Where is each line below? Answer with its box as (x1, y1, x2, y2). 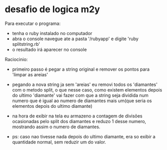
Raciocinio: (5, 56, 28, 62)
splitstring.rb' (12, 41, 40, 47)
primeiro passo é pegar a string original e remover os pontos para (12, 66, 150, 72)
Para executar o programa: (5, 20, 61, 26)
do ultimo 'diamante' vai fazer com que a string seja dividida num (12, 92, 149, 98)
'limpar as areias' (12, 71, 48, 77)
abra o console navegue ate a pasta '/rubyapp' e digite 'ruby (12, 36, 139, 42)
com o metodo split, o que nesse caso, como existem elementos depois (12, 86, 162, 93)
